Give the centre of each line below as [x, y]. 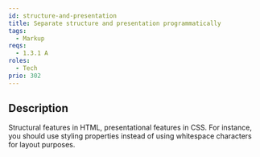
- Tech [27, 68]
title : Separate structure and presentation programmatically [115, 23]
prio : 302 [25, 76]
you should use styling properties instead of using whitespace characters [130, 136]
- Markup [30, 38]
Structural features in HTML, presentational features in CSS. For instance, [130, 128]
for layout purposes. [42, 145]
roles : [19, 61]
